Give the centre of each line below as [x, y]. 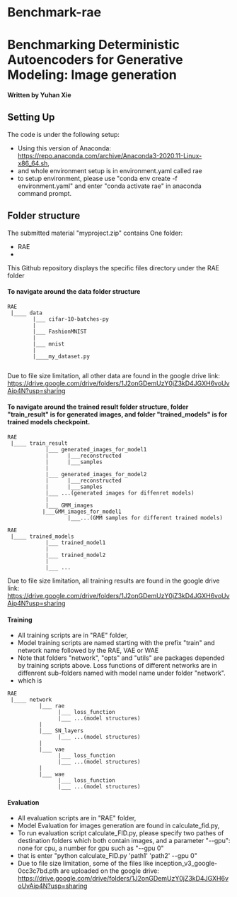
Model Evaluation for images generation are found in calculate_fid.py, [118, 826]
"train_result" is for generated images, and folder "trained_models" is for [117, 414]
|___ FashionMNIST [60, 331]
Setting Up [31, 117]
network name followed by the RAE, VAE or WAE [88, 651]
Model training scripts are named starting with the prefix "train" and [116, 643]
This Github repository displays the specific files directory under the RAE [114, 268]
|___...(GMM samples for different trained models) [145, 518]
